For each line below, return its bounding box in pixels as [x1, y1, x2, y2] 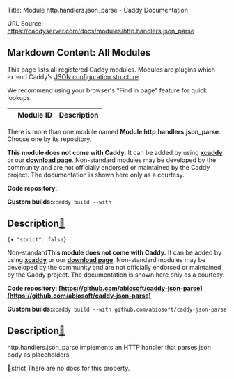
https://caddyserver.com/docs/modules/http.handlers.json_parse [7, 27, 195, 35]
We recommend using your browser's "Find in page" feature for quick [7, 86, 208, 95]
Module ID [17, 110, 52, 120]
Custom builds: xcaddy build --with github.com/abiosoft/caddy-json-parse [7, 305, 227, 313]
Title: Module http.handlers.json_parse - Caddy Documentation [7, 6, 188, 14]
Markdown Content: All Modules [7, 47, 151, 58]
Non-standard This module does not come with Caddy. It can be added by [7, 248, 222, 257]
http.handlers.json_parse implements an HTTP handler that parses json [7, 344, 211, 352]
